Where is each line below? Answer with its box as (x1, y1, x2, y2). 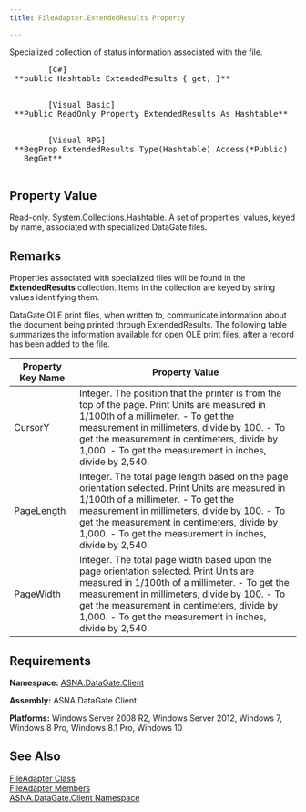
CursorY (14, 422, 50, 434)
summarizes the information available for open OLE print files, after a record (9, 329, 294, 340)
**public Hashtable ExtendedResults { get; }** (14, 73, 230, 83)
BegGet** (24, 152, 63, 163)
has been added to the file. (9, 338, 111, 349)
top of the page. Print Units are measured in (78, 399, 266, 411)
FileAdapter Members (9, 782, 91, 794)
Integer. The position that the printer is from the (78, 387, 282, 400)
